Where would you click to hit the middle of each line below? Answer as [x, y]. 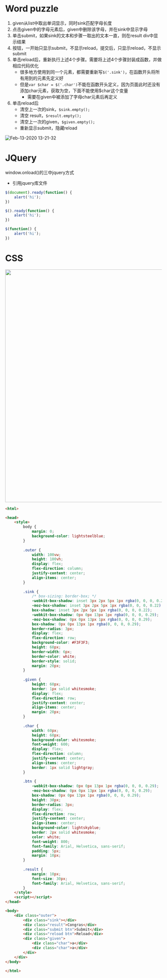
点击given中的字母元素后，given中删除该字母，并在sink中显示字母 [80, 29]
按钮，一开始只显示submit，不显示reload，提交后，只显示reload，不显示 [87, 48]
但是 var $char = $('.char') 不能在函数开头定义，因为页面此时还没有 [90, 84]
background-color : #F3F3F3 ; [61, 643]
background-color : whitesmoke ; [64, 740]
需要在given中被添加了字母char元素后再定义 [72, 97]
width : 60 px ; [45, 731]
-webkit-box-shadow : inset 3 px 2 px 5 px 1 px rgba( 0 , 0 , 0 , [93, 601]
